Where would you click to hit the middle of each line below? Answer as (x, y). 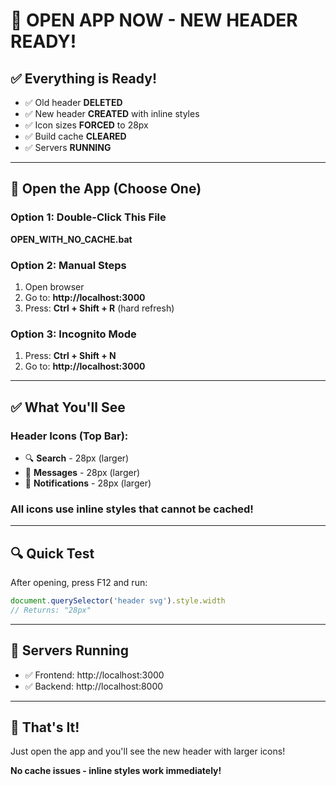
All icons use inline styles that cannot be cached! (132, 509)
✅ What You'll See (68, 407)
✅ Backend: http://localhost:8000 (94, 686)
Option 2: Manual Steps (68, 265)
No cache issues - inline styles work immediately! (116, 771)
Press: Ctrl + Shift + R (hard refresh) (99, 308)
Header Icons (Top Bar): (69, 436)
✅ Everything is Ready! (83, 78)
